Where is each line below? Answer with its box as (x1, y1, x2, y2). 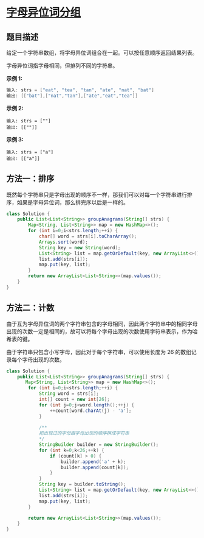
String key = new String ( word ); (38, 244, 121, 250)
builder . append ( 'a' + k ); (60, 458, 126, 465)
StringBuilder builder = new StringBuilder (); (38, 442, 159, 448)
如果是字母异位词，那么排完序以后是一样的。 (16, 199, 129, 206)
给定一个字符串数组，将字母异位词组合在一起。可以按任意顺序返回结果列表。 (6, 49, 198, 56)
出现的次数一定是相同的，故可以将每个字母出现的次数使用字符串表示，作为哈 (6, 327, 198, 335)
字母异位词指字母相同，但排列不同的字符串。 (6, 62, 118, 69)
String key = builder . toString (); (38, 481, 126, 487)
